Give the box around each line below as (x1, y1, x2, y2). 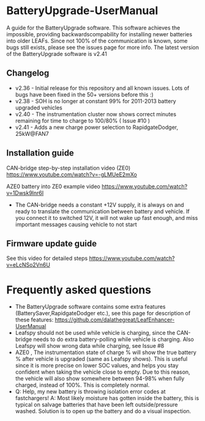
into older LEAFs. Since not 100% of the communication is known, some (6, 37, 188, 44)
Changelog (6, 68, 50, 79)
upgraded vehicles (15, 104, 62, 111)
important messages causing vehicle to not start (15, 221, 138, 228)
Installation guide (6, 148, 75, 159)
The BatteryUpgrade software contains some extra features (15, 303, 166, 310)
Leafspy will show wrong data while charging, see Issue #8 (15, 342, 165, 350)
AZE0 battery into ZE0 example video (6, 183, 101, 190)
